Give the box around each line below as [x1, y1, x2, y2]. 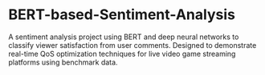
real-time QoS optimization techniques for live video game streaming [8, 49, 236, 58]
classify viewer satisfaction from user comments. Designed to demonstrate [8, 40, 257, 49]
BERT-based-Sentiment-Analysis [8, 6, 235, 24]
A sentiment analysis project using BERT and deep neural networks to [8, 32, 239, 41]
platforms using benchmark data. [8, 57, 118, 67]
